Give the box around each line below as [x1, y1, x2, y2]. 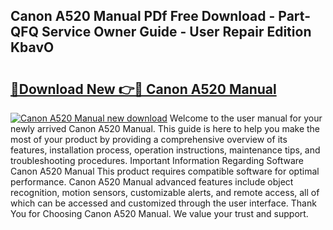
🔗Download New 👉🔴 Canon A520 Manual [10, 80, 277, 98]
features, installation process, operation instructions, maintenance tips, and [10, 144, 321, 156]
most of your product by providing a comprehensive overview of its [10, 134, 288, 145]
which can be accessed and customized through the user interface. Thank [10, 197, 317, 209]
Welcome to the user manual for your [169, 112, 323, 124]
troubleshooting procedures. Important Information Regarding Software [10, 155, 304, 166]
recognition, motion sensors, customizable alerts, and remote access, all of [10, 187, 320, 198]
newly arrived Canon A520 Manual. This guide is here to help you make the [10, 123, 321, 134]
